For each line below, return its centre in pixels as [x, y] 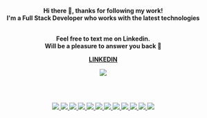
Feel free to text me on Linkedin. [103, 39]
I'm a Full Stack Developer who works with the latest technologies [103, 18]
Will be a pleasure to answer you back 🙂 [103, 46]
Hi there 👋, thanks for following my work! [103, 11]
